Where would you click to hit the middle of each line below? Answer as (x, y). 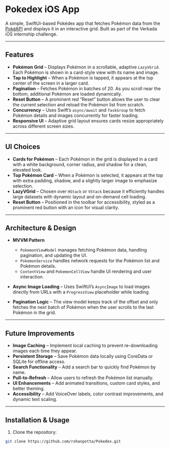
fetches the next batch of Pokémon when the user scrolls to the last (83, 307)
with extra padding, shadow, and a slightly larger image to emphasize (85, 180)
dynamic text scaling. (35, 399)
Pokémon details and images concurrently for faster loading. (76, 115)
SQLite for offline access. (39, 362)
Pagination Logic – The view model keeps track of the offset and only (85, 302)
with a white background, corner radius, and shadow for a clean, (80, 164)
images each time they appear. (45, 351)
